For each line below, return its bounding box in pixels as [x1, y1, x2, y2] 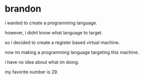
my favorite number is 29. [5, 69, 59, 75]
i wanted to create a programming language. [5, 20, 97, 26]
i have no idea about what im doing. [5, 59, 80, 65]
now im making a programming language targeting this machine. [5, 49, 139, 55]
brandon [5, 3, 42, 15]
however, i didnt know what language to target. [5, 29, 103, 35]
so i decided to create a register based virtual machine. [5, 39, 120, 46]
